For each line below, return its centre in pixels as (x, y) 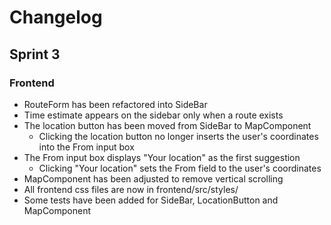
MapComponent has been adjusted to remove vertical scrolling (153, 178)
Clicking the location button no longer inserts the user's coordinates (178, 136)
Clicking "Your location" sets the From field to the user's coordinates (180, 168)
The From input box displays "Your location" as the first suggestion (162, 157)
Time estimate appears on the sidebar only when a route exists (153, 115)
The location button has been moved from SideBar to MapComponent (167, 125)
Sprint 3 (35, 54)
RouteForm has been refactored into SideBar (115, 104)
